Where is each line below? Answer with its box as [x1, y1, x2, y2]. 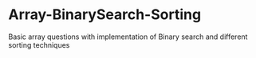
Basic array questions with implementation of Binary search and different [8, 32, 248, 41]
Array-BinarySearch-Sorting [8, 6, 202, 24]
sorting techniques [8, 40, 70, 49]
